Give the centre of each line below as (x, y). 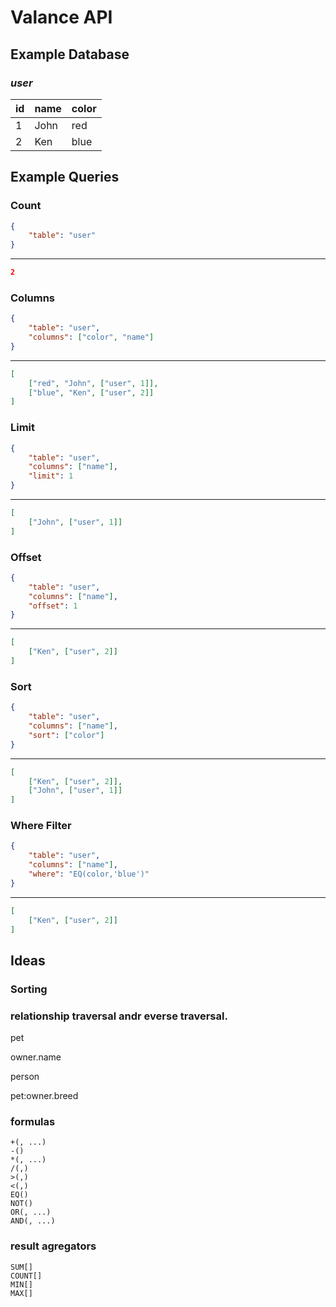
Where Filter (41, 826)
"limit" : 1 (51, 476)
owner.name (36, 1057)
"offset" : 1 (53, 606)
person (25, 1077)
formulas (33, 1121)
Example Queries (65, 177)
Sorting (29, 989)
